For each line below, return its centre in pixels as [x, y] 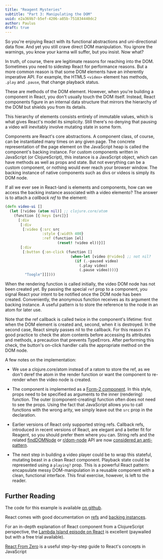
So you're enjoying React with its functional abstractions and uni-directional [81, 41]
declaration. [24, 415]
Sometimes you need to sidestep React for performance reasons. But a [76, 67]
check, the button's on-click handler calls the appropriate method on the [78, 345]
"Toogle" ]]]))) [40, 275]
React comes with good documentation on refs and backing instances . [76, 517]
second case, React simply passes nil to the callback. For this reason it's [78, 330]
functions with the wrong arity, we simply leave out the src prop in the [82, 410]
